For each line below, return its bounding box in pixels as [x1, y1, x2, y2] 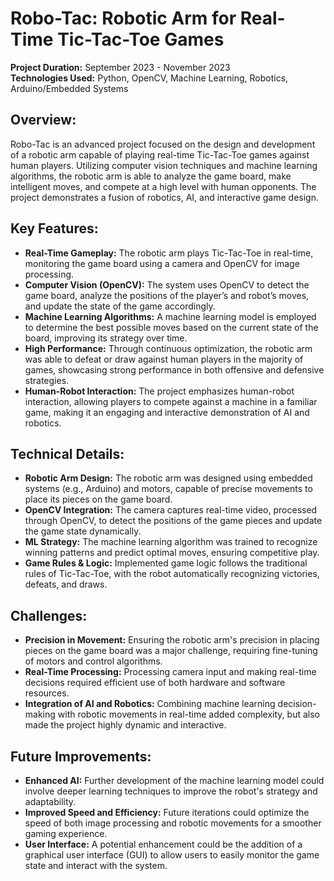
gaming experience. [24, 828, 108, 839]
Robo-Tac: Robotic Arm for [10, 7, 237, 30]
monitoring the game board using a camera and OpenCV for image [24, 257, 300, 269]
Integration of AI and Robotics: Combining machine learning [24, 698, 276, 710]
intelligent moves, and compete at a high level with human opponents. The [10, 180, 317, 192]
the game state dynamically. [24, 525, 142, 537]
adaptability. [24, 796, 77, 807]
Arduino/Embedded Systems [10, 82, 129, 94]
